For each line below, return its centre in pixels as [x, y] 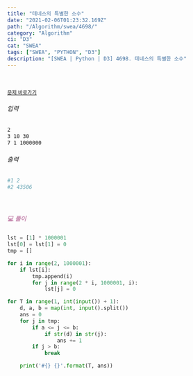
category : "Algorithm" [40, 33]
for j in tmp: [40, 321]
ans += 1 [69, 341]
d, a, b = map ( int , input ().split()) [74, 308]
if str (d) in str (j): [76, 334]
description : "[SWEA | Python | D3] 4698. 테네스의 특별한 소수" [97, 59]
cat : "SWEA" [24, 46]
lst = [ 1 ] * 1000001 [37, 238]
